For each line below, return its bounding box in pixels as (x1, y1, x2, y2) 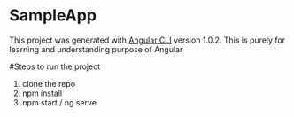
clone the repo (21, 78, 76, 89)
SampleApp (9, 5, 97, 26)
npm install (21, 88, 63, 98)
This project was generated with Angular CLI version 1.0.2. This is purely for (9, 35, 286, 45)
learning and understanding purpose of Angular (9, 43, 183, 54)
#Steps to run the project (9, 61, 100, 72)
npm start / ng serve (21, 97, 97, 107)
